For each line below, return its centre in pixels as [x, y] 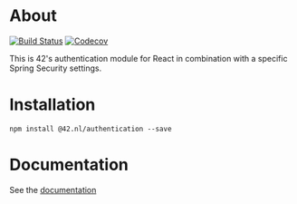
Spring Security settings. [56, 68]
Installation [53, 105]
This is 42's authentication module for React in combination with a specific [148, 58]
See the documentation [53, 189]
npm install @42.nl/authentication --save [91, 129]
